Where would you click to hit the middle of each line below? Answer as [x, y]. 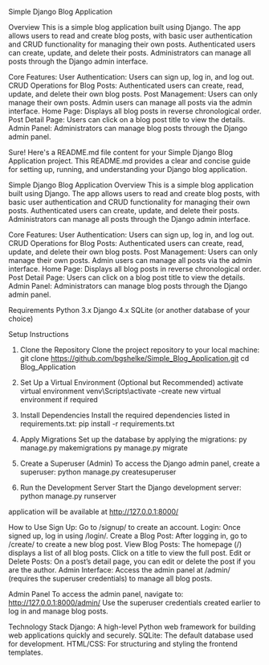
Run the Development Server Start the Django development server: [131, 487]
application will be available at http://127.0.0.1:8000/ [94, 511]
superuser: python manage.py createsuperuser [98, 472]
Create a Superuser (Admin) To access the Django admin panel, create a [140, 463]
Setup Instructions [39, 334]
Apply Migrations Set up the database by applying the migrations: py [133, 439]
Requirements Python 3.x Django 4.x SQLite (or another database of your [129, 310]
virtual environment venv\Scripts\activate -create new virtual [120, 391]
